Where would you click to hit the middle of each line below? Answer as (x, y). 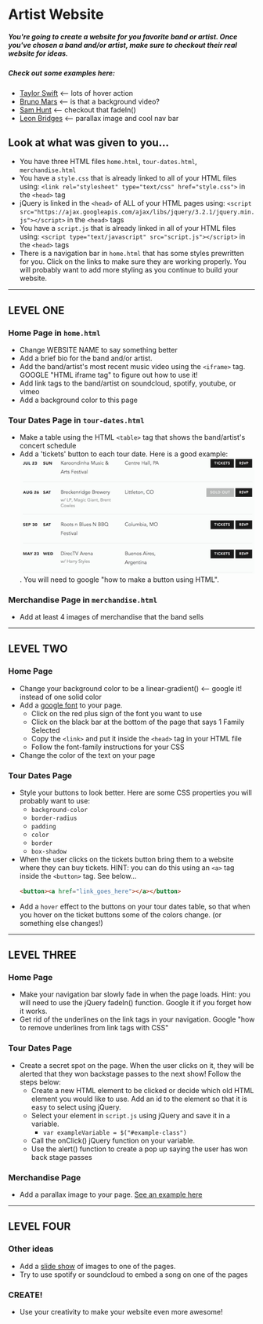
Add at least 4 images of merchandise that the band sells (112, 616)
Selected (45, 730)
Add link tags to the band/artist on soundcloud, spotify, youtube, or (128, 383)
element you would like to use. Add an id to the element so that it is (139, 1099)
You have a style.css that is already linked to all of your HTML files (128, 178)
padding (43, 826)
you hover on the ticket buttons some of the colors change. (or (120, 914)
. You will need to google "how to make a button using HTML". (119, 580)
